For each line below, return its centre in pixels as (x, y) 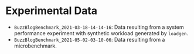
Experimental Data (52, 11)
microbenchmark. (35, 46)
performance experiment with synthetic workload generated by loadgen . (101, 33)
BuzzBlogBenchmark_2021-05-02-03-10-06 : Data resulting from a (89, 39)
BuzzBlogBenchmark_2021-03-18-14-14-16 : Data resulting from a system (99, 27)
